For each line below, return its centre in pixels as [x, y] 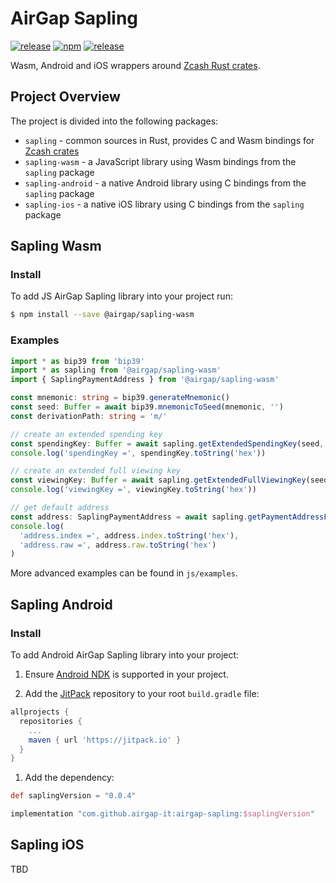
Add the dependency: [69, 778]
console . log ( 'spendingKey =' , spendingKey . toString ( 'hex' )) [138, 453]
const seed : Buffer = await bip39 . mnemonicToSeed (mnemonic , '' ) [147, 407]
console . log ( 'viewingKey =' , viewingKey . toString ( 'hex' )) [133, 490]
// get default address [60, 508]
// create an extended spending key [86, 434]
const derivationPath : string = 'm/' [89, 416]
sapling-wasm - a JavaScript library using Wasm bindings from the [160, 161]
